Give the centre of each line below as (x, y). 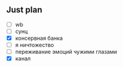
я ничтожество (34, 45)
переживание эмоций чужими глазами (66, 52)
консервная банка (39, 38)
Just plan (24, 10)
